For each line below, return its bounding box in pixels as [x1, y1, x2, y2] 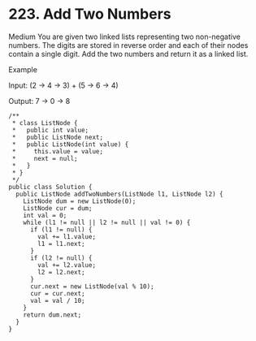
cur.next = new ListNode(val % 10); [29, 282, 154, 291]
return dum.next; [23, 310, 82, 319]
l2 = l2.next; [37, 268, 85, 276]
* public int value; [11, 126, 89, 134]
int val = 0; [23, 211, 67, 219]
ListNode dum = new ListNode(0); [23, 196, 137, 205]
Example [8, 64, 38, 74]
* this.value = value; [11, 147, 104, 155]
